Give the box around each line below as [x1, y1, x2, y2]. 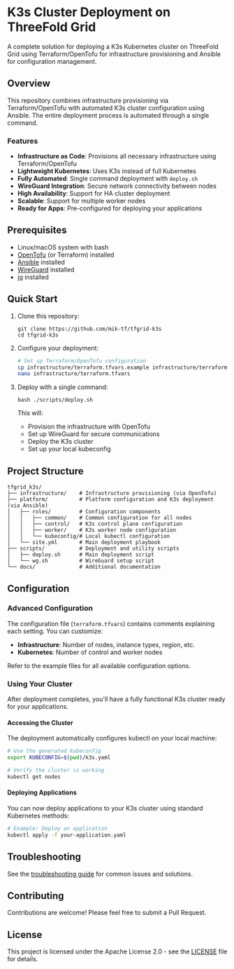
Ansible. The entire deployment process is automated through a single [7, 111, 210, 119]
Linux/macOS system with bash [17, 243, 109, 251]
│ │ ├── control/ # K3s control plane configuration [7, 520, 183, 528]
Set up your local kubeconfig [27, 445, 112, 453]
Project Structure [7, 465, 84, 477]
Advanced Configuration [7, 604, 93, 614]
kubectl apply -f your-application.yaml [7, 832, 127, 839]
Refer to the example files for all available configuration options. [7, 661, 191, 670]
